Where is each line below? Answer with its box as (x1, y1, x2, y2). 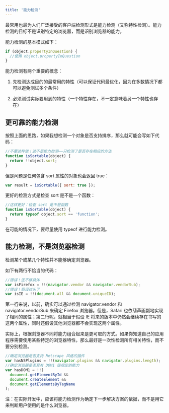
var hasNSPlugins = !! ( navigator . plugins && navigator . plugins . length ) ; (5, 358, 161, 363)
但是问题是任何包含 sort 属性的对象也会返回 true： (5, 172, 109, 179)
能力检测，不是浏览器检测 (5, 242, 84, 251)
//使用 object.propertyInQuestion (10, 53, 80, 58)
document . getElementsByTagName (10, 381, 75, 387)
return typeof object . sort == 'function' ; (10, 212, 100, 217)
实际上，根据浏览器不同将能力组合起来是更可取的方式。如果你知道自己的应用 (5, 331, 164, 337)
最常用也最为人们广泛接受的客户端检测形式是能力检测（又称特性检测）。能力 (5, 22, 162, 28)
